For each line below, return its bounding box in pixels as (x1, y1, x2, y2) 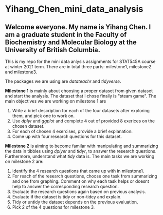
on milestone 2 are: (5, 158, 44, 164)
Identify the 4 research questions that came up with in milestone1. (12, 168, 145, 174)
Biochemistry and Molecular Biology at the (5, 38, 137, 46)
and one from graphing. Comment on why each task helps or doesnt (12, 178, 149, 184)
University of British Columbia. (5, 45, 101, 54)
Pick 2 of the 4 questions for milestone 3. (12, 204, 95, 210)
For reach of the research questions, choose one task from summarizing (12, 173, 157, 179)
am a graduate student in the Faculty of (5, 30, 127, 39)
